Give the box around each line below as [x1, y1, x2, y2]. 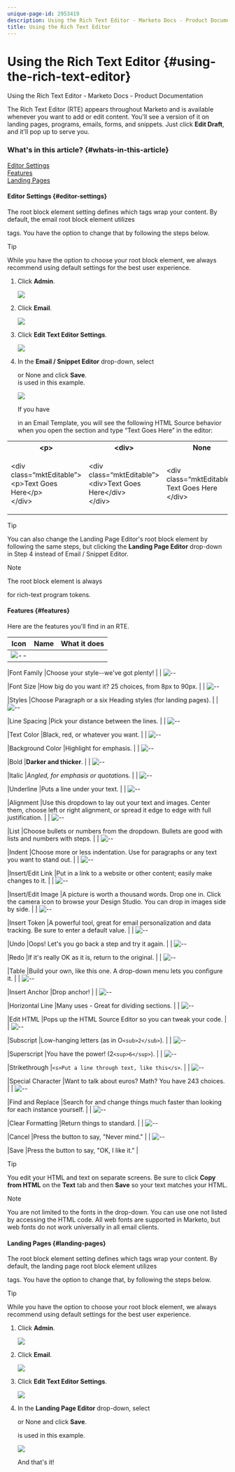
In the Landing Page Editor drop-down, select [17, 1404, 150, 1412]
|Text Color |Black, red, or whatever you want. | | [7, 730, 148, 739]
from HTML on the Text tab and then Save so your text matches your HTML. [7, 1181, 228, 1189]
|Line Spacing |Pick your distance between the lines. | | [7, 717, 166, 725]
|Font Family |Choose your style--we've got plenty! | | [7, 669, 162, 677]
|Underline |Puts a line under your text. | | [7, 785, 127, 794]
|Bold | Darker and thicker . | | [7, 758, 91, 766]
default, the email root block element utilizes [7, 215, 135, 223]
